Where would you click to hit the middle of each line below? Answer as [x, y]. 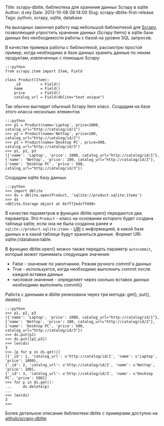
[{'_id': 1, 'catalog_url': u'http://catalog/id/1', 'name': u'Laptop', [81, 356]
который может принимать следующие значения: [58, 254]
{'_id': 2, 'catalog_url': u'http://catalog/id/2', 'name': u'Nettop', [80, 365]
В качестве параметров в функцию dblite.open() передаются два [73, 213]
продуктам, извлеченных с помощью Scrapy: [53, 58]
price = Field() [37, 93]
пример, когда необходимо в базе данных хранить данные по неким [78, 52]
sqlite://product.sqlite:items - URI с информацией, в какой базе [75, 229]
